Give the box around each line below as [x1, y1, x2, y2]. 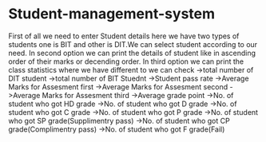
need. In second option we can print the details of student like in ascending [8, 48, 256, 57]
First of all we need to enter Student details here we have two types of [8, 31, 240, 41]
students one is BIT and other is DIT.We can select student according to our [8, 39, 258, 49]
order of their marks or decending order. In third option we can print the [8, 57, 244, 66]
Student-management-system [8, 5, 216, 23]
